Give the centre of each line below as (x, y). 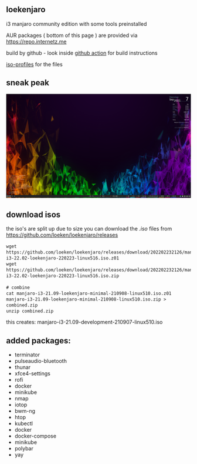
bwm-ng (25, 411)
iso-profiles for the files (34, 64)
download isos (33, 214)
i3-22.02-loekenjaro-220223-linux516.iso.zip (62, 276)
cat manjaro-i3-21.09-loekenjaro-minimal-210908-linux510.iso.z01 (89, 293)
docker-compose (35, 436)
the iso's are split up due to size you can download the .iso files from (89, 229)
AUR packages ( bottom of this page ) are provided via (72, 35)
